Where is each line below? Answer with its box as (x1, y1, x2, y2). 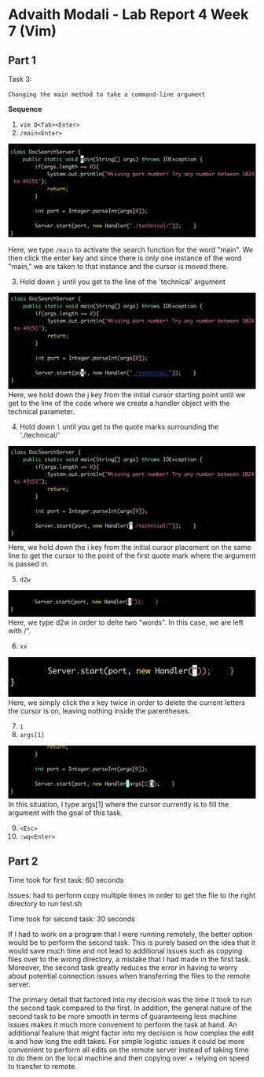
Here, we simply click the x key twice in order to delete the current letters (8, 698, 246, 707)
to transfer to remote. (8, 1062, 77, 1071)
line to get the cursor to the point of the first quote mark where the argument (8, 551, 256, 560)
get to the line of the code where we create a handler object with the (8, 398, 230, 408)
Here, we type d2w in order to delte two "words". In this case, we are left (8, 618, 244, 627)
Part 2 (8, 854, 38, 868)
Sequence (8, 105, 42, 113)
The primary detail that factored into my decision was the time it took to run (8, 995, 252, 1005)
